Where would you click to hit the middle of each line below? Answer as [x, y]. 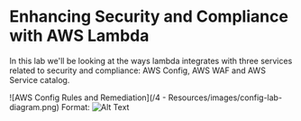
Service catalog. [40, 79]
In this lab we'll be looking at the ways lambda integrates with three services [151, 60]
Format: [76, 107]
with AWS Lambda [79, 36]
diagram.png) [35, 107]
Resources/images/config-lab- [225, 98]
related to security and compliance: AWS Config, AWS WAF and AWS [137, 70]
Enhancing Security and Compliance [149, 17]
